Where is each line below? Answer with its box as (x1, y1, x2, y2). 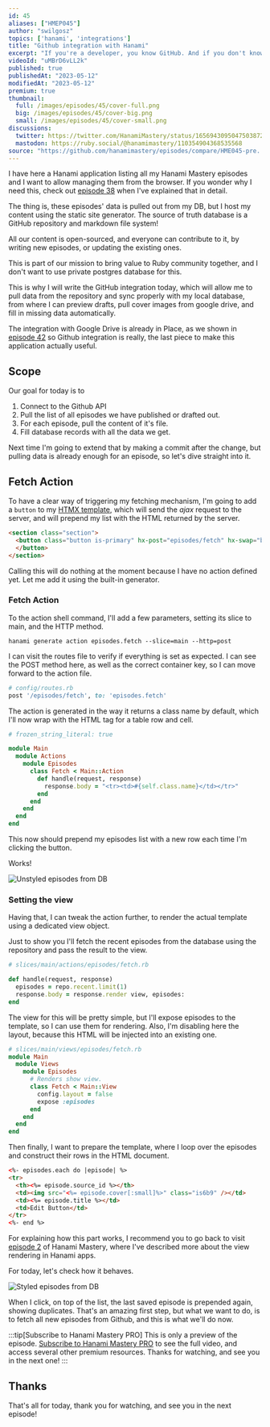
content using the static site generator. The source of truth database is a (8, 210, 248, 220)
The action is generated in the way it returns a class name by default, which (8, 706, 260, 716)
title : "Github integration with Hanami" (8, 42, 149, 50)
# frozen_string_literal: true (8, 730, 113, 738)
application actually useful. (8, 341, 98, 351)
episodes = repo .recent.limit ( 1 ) (15, 983, 128, 992)
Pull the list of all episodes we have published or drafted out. (19, 410, 221, 420)
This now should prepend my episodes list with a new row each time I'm (8, 834, 247, 844)
